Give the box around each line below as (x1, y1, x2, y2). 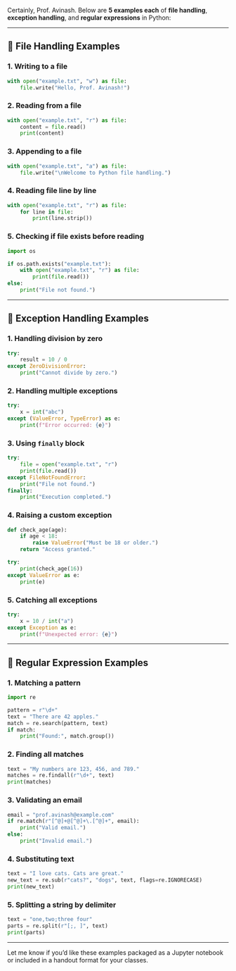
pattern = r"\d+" (7, 706, 58, 714)
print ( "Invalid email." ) (20, 838, 93, 845)
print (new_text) (7, 883, 55, 890)
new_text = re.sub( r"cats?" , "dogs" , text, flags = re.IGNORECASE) (7, 877, 202, 884)
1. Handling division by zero (7, 334, 103, 344)
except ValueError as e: (7, 571, 80, 579)
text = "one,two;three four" (7, 916, 93, 923)
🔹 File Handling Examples (7, 40, 121, 52)
